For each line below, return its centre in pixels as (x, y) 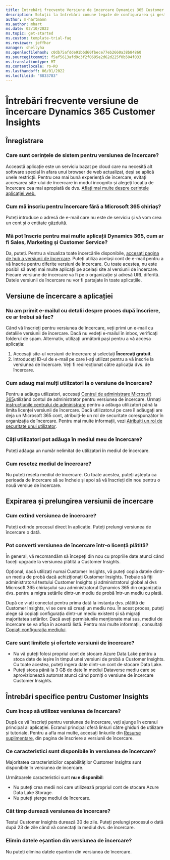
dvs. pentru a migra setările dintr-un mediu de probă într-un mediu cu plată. (84, 593)
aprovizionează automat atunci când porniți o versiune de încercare (83, 675)
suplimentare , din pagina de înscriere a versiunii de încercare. (70, 738)
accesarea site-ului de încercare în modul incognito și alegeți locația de (80, 182)
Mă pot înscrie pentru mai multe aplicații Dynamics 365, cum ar (85, 236)
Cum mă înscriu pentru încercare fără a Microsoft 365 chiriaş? (83, 207)
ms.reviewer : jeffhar (29, 43)
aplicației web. (21, 193)
